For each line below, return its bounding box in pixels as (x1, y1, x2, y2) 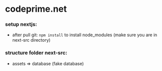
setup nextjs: (5, 21, 37, 28)
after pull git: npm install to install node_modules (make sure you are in (12, 32, 158, 38)
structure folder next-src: (5, 49, 68, 56)
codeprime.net (5, 3, 67, 15)
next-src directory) (12, 37, 51, 43)
